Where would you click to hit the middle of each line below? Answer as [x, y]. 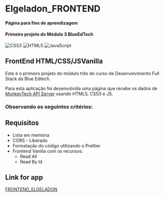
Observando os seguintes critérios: [49, 107]
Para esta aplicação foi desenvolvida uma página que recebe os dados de [81, 88]
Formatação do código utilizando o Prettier [56, 145]
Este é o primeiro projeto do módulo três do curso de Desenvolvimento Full [82, 73]
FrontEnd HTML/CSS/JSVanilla [54, 61]
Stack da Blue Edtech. [28, 79]
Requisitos [22, 123]
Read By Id [31, 161]
